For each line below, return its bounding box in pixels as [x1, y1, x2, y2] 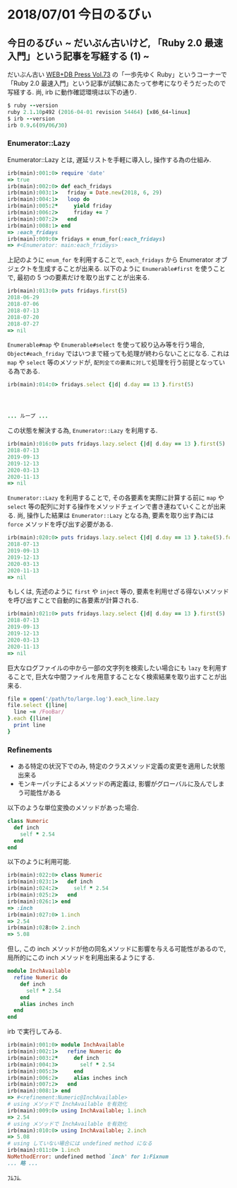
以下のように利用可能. [7, 858, 72, 866]
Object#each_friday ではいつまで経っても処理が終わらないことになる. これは [7, 350, 230, 358]
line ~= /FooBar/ [13, 708, 65, 715]
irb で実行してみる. [7, 1027, 62, 1036]
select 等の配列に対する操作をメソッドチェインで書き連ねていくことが [7, 502, 214, 511]
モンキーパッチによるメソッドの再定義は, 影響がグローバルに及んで [17, 780, 213, 788]
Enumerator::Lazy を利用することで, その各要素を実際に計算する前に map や [7, 493, 224, 502]
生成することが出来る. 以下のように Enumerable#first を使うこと [37, 265, 226, 273]
